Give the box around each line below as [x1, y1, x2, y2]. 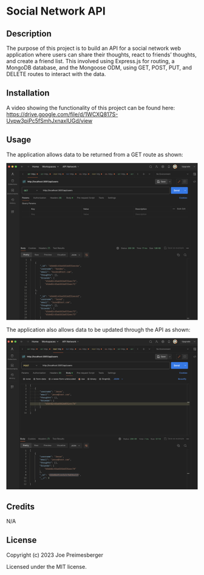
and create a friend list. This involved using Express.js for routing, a [6, 58, 175, 64]
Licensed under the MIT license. [6, 563, 87, 570]
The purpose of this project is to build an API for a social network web [6, 44, 181, 52]
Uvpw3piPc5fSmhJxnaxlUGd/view [6, 117, 93, 124]
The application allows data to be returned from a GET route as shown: [6, 151, 183, 158]
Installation [6, 88, 50, 98]
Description [6, 29, 52, 39]
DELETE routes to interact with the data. [6, 71, 106, 77]
